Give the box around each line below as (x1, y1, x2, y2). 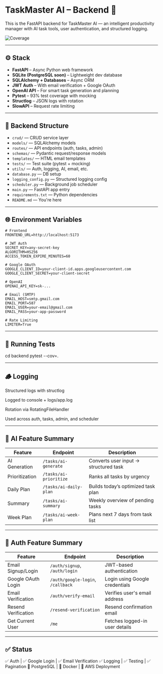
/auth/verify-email (50, 593, 95, 598)
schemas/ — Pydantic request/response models (12, 150, 106, 156)
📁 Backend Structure (5, 122, 69, 130)
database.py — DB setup (12, 171, 62, 177)
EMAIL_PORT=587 (5, 301, 36, 306)
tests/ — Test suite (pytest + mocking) (12, 160, 91, 166)
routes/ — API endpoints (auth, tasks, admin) (12, 145, 103, 151)
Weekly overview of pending (89, 497, 154, 503)
